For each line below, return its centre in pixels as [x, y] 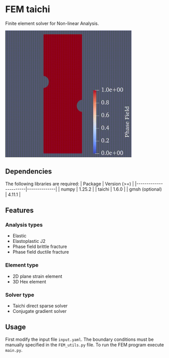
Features [19, 211]
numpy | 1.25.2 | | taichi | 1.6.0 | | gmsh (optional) [111, 189]
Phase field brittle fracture [40, 246]
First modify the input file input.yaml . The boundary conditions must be [79, 339]
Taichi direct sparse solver [40, 306]
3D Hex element [29, 281]
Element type [22, 265]
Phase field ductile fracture [41, 252]
